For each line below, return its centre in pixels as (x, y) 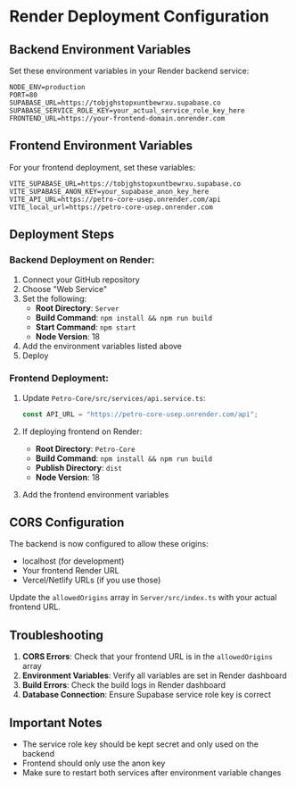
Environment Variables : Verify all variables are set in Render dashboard (154, 675)
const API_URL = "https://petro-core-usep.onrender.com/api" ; (140, 414)
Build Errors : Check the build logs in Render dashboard (123, 685)
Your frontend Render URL (70, 571)
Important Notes (56, 722)
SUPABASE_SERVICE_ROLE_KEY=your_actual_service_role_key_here (127, 111)
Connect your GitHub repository (81, 280)
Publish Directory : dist (79, 467)
